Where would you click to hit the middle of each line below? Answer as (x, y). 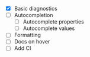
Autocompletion (33, 15)
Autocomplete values (49, 28)
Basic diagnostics (36, 9)
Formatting (27, 35)
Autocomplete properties (53, 22)
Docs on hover (32, 42)
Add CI (22, 48)
